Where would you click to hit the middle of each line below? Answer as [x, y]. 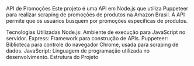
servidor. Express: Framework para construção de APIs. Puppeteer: [87, 38]
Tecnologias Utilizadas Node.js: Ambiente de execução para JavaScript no [96, 32]
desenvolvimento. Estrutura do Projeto [52, 57]
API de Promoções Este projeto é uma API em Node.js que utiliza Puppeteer [97, 8]
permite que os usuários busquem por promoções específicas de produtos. [97, 21]
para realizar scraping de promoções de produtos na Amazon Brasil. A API [96, 15]
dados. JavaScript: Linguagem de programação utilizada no [78, 51]
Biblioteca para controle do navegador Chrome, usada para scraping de [92, 44]
